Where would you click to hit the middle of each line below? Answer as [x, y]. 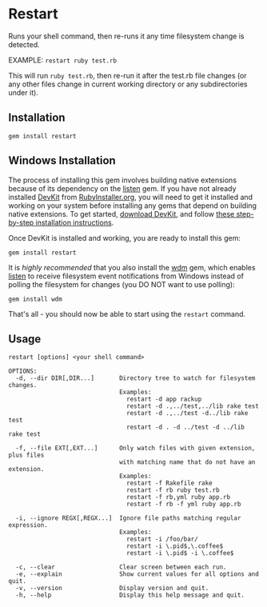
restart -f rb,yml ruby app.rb [178, 497]
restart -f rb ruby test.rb [173, 490]
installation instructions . [75, 222]
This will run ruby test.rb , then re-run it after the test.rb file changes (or [128, 75]
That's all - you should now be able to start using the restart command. [127, 313]
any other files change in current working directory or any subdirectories [128, 84]
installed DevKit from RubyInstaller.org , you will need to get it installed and [131, 197]
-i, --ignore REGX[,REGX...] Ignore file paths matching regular [128, 518]
